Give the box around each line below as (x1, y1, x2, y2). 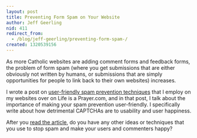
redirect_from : (6, 31, 44, 37)
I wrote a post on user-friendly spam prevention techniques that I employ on (6, 88, 191, 95)
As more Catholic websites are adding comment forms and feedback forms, (6, 57, 191, 65)
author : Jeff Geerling (6, 20, 62, 25)
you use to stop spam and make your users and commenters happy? (6, 125, 173, 132)
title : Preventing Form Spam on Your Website (6, 14, 120, 20)
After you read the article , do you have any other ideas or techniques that (6, 118, 185, 126)
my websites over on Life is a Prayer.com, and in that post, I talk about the (6, 94, 186, 101)
